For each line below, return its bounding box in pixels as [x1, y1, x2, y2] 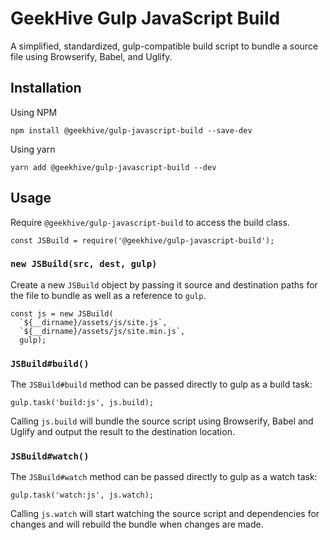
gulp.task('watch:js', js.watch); [10, 490, 155, 501]
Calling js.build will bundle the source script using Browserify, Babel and [10, 415, 314, 427]
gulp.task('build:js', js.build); [10, 398, 155, 408]
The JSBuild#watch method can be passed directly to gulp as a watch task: [10, 471, 318, 483]
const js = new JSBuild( [10, 308, 114, 319]
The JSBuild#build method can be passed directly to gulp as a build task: [10, 378, 313, 391]
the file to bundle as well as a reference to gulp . [10, 289, 207, 301]
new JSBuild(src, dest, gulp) [10, 258, 158, 270]
